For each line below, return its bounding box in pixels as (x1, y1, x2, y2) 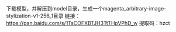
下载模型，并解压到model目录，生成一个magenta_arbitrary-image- (6, 5, 167, 12)
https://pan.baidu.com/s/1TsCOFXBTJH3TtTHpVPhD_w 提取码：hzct (6, 20, 171, 26)
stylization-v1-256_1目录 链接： (6, 12, 81, 19)
